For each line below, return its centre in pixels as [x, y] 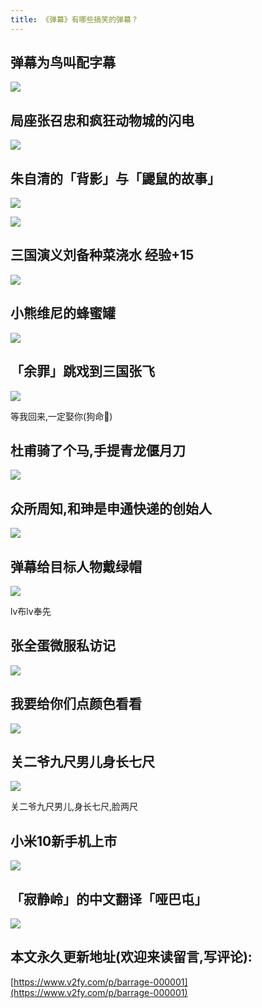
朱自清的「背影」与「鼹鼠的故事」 [115, 178]
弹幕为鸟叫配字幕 [63, 62]
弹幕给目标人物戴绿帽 [76, 566]
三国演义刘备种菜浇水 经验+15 [102, 255]
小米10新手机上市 [64, 841]
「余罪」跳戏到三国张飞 [82, 371]
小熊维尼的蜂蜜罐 [63, 313]
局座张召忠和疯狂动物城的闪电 [102, 120]
